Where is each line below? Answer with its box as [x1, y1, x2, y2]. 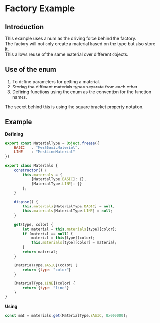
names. [12, 94, 27, 100]
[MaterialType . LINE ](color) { [14, 281, 76, 286]
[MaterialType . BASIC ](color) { [14, 263, 78, 268]
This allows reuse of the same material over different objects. [5, 51, 129, 57]
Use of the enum [5, 65, 56, 74]
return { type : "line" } [23, 286, 69, 291]
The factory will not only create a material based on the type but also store [5, 41, 156, 47]
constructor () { [14, 168, 47, 173]
